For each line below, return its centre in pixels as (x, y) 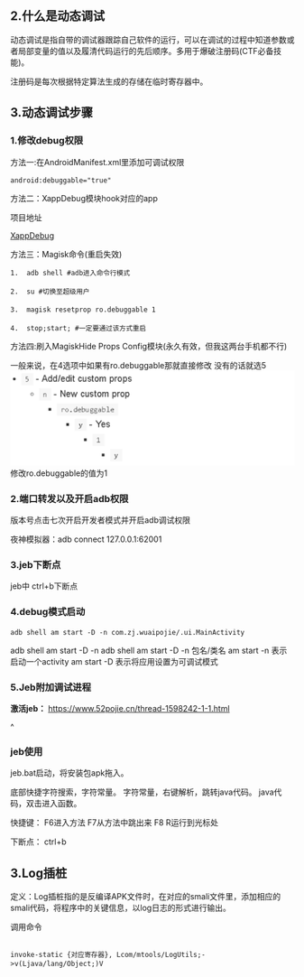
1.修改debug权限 (47, 141)
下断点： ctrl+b (38, 842)
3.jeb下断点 (36, 564)
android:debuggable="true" (61, 180)
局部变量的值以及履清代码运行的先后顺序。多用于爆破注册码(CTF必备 (146, 51)
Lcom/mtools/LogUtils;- (161, 955)
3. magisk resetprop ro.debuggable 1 (83, 310)
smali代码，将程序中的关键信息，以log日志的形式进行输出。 (120, 908)
